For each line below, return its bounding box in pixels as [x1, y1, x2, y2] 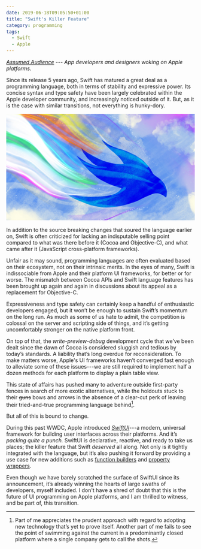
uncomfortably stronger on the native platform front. [6, 325, 135, 333]
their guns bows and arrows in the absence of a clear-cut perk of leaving [6, 393, 187, 401]
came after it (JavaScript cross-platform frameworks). [6, 245, 139, 252]
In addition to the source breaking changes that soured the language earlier [6, 226, 193, 233]
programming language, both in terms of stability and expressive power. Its [6, 83, 191, 90]
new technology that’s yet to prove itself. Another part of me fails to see [14, 523, 191, 530]
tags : [6, 29, 20, 35]
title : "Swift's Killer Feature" [6, 16, 90, 22]
